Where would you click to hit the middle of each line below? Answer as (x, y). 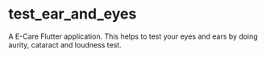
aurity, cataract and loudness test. (65, 44)
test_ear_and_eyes (73, 14)
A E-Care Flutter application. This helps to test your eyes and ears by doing (133, 36)
